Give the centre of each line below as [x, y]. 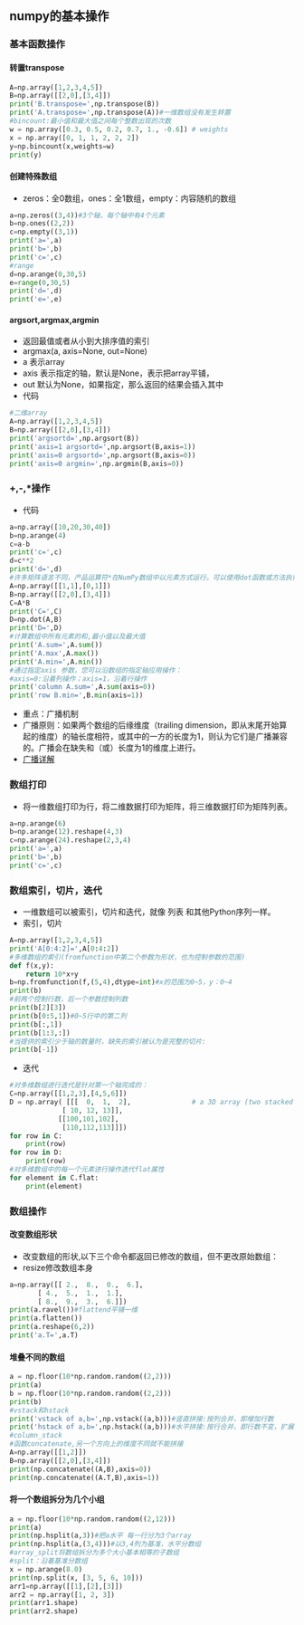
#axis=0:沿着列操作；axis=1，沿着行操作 [78, 679]
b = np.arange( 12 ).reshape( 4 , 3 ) [66, 832]
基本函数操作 [38, 44]
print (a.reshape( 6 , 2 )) [52, 1327]
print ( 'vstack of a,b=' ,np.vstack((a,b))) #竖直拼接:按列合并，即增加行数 [142, 1419]
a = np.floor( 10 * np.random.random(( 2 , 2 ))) [90, 1377]
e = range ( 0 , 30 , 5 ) [40, 282]
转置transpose [37, 67]
